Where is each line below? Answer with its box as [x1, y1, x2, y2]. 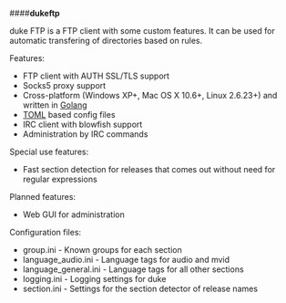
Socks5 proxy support [22, 80, 107, 90]
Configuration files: [9, 227, 82, 237]
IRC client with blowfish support [22, 119, 143, 130]
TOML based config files [22, 110, 116, 120]
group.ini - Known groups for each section [22, 245, 182, 255]
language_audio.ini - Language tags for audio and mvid [22, 255, 230, 265]
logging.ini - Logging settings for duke [22, 274, 167, 284]
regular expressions [22, 173, 97, 184]
